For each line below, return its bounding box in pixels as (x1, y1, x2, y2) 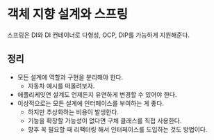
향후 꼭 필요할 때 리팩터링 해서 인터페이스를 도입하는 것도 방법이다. (27, 125, 208, 133)
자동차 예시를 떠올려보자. (27, 81, 95, 90)
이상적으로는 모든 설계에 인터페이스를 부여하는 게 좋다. (17, 99, 165, 107)
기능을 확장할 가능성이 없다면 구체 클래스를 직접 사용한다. (27, 116, 182, 125)
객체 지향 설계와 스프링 (7, 6, 129, 22)
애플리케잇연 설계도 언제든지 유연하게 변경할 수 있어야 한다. (17, 90, 177, 98)
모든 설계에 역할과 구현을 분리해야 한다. (17, 72, 124, 81)
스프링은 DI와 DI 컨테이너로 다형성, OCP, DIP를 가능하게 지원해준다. (7, 31, 190, 39)
